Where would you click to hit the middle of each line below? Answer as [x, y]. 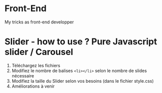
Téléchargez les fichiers [36, 65]
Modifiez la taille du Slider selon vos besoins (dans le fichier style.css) [83, 81]
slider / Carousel [39, 52]
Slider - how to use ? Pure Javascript [81, 42]
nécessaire [23, 75]
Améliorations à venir [33, 86]
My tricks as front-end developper [39, 22]
